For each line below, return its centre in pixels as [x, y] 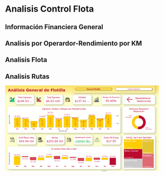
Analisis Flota [26, 60]
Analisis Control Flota [50, 9]
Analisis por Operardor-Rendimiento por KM [74, 43]
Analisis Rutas [27, 76]
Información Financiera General [54, 27]
